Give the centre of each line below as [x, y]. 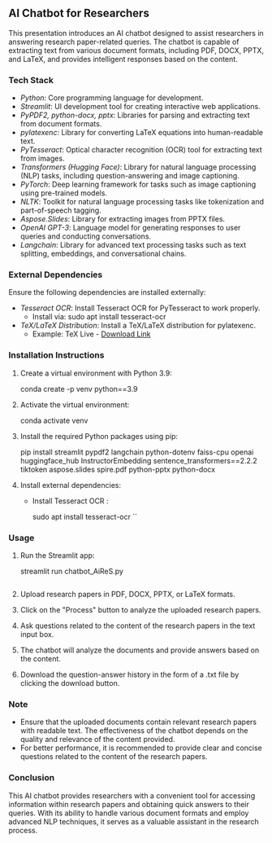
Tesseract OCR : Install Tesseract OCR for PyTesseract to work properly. [140, 308]
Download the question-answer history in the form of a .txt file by [130, 674]
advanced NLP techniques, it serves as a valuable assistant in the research [134, 821]
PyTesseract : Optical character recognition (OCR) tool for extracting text [141, 150]
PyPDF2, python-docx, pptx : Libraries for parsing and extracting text [135, 115]
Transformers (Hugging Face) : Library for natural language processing [138, 167]
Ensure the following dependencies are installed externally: [107, 292]
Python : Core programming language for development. [112, 98]
